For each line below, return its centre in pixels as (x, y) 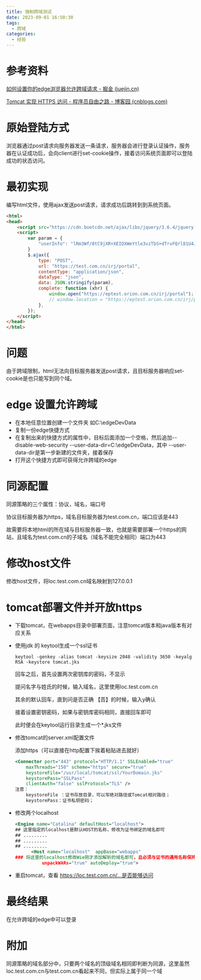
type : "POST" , (56, 260)
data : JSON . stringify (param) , (76, 283)
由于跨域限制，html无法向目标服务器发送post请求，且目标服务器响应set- (95, 371)
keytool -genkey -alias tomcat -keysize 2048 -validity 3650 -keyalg (103, 657)
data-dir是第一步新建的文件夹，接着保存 (64, 453)
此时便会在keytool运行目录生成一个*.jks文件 (68, 724)
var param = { (45, 238)
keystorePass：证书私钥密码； (60, 800)
